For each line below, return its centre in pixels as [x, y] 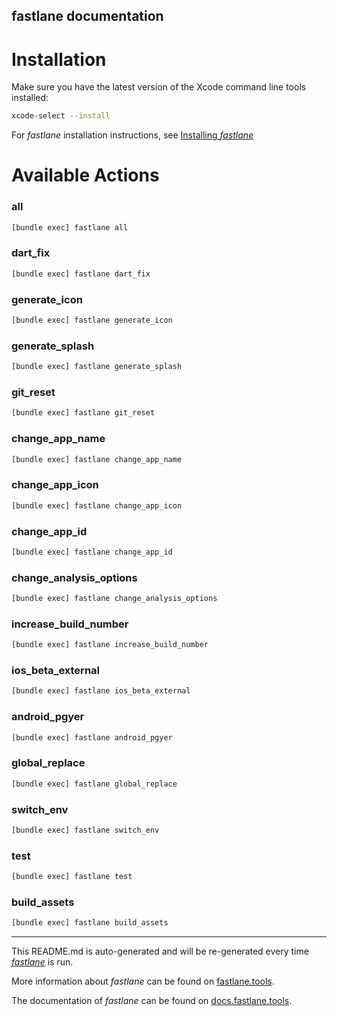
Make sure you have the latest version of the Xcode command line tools [159, 87]
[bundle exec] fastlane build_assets [90, 923]
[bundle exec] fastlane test [72, 877]
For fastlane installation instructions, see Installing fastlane [132, 135]
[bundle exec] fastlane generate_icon [92, 320]
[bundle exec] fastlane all [70, 227]
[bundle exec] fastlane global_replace [94, 784]
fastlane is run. [42, 962]
